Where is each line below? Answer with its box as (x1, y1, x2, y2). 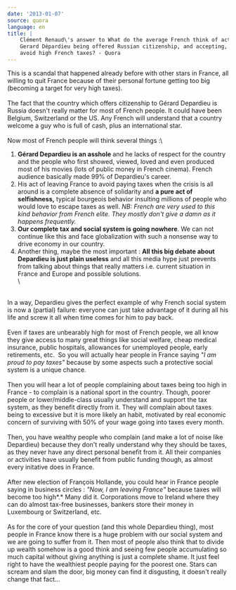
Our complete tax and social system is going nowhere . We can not (17, 225, 214, 233)
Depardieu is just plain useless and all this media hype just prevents (17, 254, 216, 263)
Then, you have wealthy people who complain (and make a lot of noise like (7, 432, 223, 441)
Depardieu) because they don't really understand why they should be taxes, (7, 440, 227, 448)
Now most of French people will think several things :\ (7, 136, 163, 144)
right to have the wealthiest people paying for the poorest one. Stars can (7, 560, 218, 568)
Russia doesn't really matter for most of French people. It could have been (7, 106, 223, 115)
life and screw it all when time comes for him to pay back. (7, 313, 174, 321)
